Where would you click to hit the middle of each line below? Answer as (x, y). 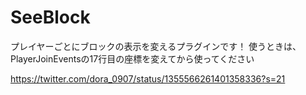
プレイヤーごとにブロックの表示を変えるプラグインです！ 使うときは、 (156, 46)
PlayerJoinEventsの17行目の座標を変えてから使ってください (132, 58)
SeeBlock (50, 17)
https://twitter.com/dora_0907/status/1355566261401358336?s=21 (148, 78)
